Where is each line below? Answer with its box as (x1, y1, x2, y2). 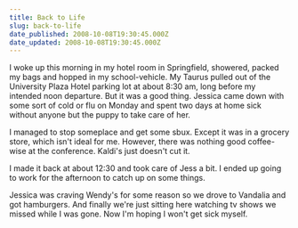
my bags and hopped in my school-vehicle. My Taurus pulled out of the (9, 72, 271, 83)
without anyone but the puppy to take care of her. (9, 110, 191, 120)
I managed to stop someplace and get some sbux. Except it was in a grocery (9, 126, 290, 138)
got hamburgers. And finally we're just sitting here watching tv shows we (9, 199, 277, 210)
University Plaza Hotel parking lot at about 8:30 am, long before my (9, 81, 256, 92)
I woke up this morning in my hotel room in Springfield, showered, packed (9, 62, 279, 73)
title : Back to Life (9, 12, 86, 22)
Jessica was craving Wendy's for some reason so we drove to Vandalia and (9, 190, 286, 200)
